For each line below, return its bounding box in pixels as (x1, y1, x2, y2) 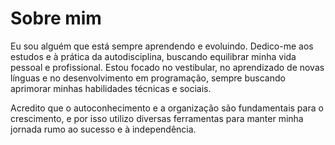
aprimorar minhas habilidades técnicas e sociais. (10, 82, 212, 94)
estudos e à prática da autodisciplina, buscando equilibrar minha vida (10, 50, 297, 62)
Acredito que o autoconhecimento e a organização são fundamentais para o (10, 102, 324, 114)
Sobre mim (10, 7, 102, 30)
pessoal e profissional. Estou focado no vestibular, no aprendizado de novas (10, 61, 325, 73)
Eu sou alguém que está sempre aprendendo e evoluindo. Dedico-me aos (10, 40, 314, 52)
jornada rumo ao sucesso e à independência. (10, 123, 197, 135)
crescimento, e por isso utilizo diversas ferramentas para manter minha (10, 112, 304, 124)
